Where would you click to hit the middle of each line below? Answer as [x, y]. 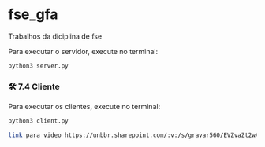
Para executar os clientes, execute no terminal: [84, 107]
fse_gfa [33, 15]
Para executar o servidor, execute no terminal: [83, 51]
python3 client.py [38, 121]
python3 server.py [38, 66]
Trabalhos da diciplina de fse [55, 36]
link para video [35, 135]
